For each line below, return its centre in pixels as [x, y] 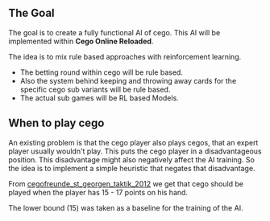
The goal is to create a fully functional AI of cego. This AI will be [114, 32]
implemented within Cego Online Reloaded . [81, 41]
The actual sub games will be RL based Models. [99, 98]
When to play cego [56, 123]
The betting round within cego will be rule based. [102, 72]
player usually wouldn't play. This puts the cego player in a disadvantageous [135, 151]
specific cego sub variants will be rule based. [95, 89]
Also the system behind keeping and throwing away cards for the [128, 80]
